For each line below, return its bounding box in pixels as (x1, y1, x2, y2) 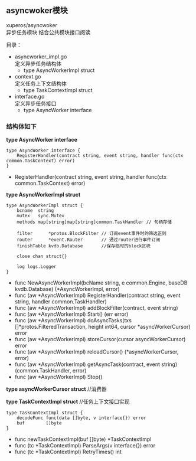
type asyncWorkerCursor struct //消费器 (6, 385, 107, 393)
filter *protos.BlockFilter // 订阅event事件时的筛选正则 (17, 231, 166, 237)
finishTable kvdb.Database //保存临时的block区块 (17, 243, 151, 249)
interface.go (14, 93, 45, 100)
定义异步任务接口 (14, 100, 57, 107)
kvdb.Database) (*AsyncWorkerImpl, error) (14, 286, 120, 293)
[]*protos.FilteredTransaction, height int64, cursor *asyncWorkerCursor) (14, 323, 191, 331)
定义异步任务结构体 (14, 60, 62, 67)
